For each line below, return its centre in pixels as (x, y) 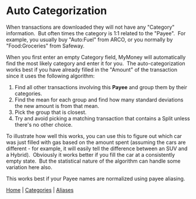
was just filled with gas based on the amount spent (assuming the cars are (96, 142)
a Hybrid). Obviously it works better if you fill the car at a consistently (90, 154)
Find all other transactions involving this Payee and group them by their (101, 87)
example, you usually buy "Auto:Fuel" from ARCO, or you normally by (89, 39)
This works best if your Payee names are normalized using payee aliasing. (96, 178)
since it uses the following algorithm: (50, 76)
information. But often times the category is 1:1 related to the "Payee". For (96, 33)
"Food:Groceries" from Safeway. (45, 46)
